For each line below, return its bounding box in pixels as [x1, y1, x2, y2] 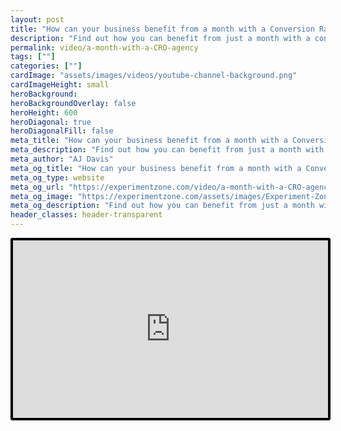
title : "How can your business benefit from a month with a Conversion [10, 24, 315, 34]
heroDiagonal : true [10, 117, 92, 127]
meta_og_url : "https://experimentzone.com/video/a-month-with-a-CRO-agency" [10, 182, 338, 192]
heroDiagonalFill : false [10, 126, 114, 136]
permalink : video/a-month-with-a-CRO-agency [10, 42, 199, 53]
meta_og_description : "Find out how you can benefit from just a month [10, 201, 315, 211]
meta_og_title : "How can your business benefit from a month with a [10, 163, 302, 173]
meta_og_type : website [10, 172, 105, 183]
